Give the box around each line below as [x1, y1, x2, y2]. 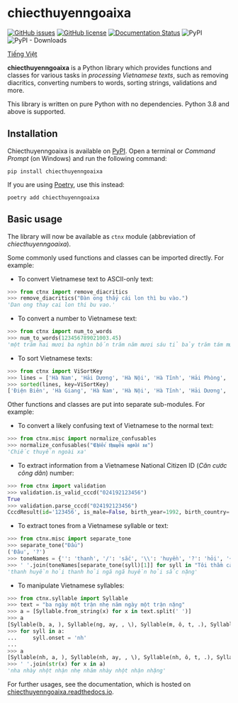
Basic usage [7, 213, 62, 225]
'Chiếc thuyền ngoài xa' [7, 449, 87, 456]
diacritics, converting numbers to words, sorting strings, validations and [7, 78, 217, 86]
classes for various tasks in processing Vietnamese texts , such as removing [7, 71, 229, 79]
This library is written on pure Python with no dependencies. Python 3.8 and [7, 99, 229, 108]
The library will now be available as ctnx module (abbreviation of [7, 232, 196, 240]
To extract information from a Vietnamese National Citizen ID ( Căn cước [17, 461, 227, 469]
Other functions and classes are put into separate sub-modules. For [7, 400, 205, 409]
